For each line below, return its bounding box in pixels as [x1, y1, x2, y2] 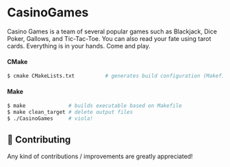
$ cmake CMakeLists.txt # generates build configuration [7, 73, 201, 80]
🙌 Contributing [7, 134, 71, 146]
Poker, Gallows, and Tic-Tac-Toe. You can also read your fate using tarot [7, 34, 212, 42]
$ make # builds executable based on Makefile [7, 102, 183, 110]
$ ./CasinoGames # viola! [7, 115, 94, 122]
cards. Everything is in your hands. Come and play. [7, 42, 151, 50]
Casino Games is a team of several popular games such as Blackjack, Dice [7, 27, 218, 35]
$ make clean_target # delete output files [7, 109, 133, 116]
